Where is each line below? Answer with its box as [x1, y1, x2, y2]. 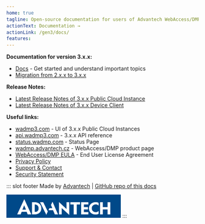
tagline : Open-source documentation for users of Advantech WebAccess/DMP [6, 16, 201, 23]
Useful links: [6, 114, 39, 121]
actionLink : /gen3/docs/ [6, 29, 70, 35]
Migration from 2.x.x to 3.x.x [15, 71, 87, 79]
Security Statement [15, 171, 64, 178]
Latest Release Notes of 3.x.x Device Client [15, 101, 124, 109]
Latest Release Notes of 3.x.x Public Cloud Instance [15, 95, 145, 103]
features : [6, 35, 32, 42]
